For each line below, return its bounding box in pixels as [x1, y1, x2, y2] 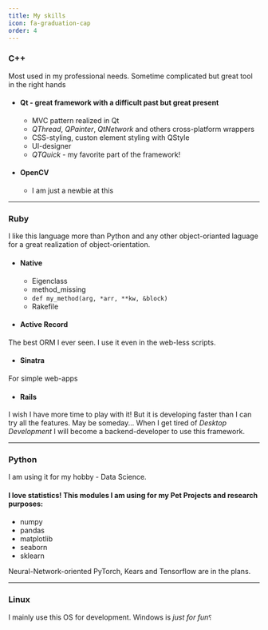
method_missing [31, 285, 86, 294]
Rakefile [31, 301, 59, 311]
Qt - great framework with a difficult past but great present [19, 98, 219, 108]
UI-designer [31, 141, 72, 150]
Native [19, 257, 42, 268]
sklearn [19, 551, 45, 560]
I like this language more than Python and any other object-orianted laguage [8, 231, 259, 241]
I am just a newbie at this [31, 185, 114, 196]
